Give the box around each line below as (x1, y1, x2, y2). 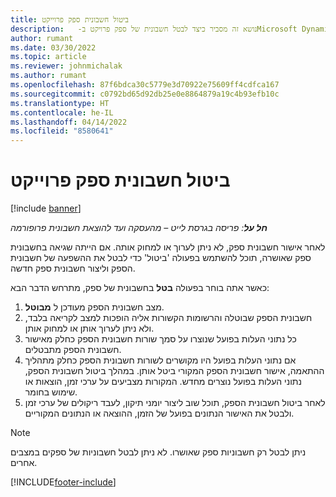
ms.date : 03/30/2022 (10, 42, 97, 53)
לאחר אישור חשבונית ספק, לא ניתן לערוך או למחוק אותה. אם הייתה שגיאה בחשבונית (10, 241, 326, 253)
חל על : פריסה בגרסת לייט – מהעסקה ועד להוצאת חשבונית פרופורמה (10, 222, 268, 234)
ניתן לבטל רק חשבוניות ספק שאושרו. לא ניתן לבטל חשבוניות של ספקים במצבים (10, 446, 307, 458)
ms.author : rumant (10, 71, 87, 81)
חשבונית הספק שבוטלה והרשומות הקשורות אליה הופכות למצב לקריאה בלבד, (24, 312, 313, 324)
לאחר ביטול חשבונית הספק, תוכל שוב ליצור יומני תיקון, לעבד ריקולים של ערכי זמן (24, 397, 326, 409)
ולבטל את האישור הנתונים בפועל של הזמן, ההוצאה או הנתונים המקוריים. (24, 407, 295, 420)
